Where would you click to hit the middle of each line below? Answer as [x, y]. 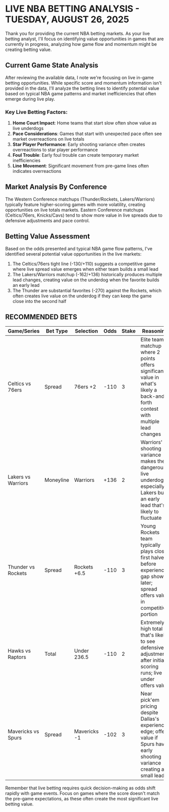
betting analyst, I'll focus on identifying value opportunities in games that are [84, 39]
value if [149, 738]
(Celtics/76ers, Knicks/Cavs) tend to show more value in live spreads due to [84, 215]
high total [152, 629]
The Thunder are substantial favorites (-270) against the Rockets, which [87, 290]
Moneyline [57, 480]
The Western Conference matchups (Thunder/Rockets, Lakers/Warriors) [80, 199]
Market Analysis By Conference [56, 187]
